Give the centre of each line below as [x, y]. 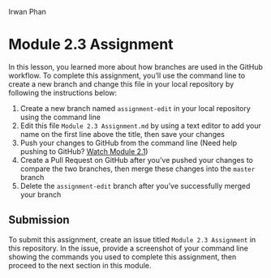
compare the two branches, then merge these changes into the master [138, 169]
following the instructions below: [63, 92]
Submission [39, 220]
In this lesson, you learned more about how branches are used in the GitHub [136, 66]
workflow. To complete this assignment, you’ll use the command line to [127, 75]
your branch [41, 195]
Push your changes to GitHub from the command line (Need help [129, 143]
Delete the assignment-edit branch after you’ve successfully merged [135, 186]
